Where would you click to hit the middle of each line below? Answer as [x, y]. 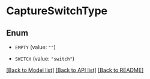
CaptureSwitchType [57, 11]
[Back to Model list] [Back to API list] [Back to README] [75, 70]
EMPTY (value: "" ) [35, 47]
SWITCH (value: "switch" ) [45, 59]
